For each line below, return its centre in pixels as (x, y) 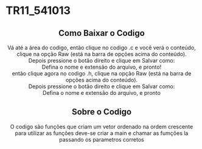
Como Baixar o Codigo (102, 33)
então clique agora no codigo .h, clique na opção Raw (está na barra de (102, 73)
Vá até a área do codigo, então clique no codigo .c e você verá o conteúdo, (102, 47)
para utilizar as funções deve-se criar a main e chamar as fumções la (102, 133)
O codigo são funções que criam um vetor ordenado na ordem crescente (102, 126)
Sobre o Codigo (102, 112)
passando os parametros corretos (102, 139)
